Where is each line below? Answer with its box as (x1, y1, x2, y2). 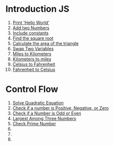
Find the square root (12, 35, 54, 41)
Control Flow (5, 84, 58, 95)
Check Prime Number (12, 121, 57, 126)
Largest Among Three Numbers (12, 115, 76, 121)
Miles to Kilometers (12, 50, 52, 57)
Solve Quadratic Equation (12, 99, 64, 106)
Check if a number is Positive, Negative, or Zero (12, 105, 109, 111)
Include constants (12, 30, 49, 36)
